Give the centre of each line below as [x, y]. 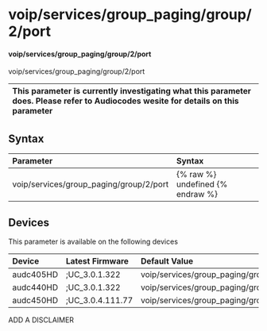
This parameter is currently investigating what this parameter [132, 91]
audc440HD [35, 287]
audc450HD [35, 301]
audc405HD [35, 275]
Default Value [166, 261]
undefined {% [202, 184]
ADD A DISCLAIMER [41, 320]
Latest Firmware [97, 261]
